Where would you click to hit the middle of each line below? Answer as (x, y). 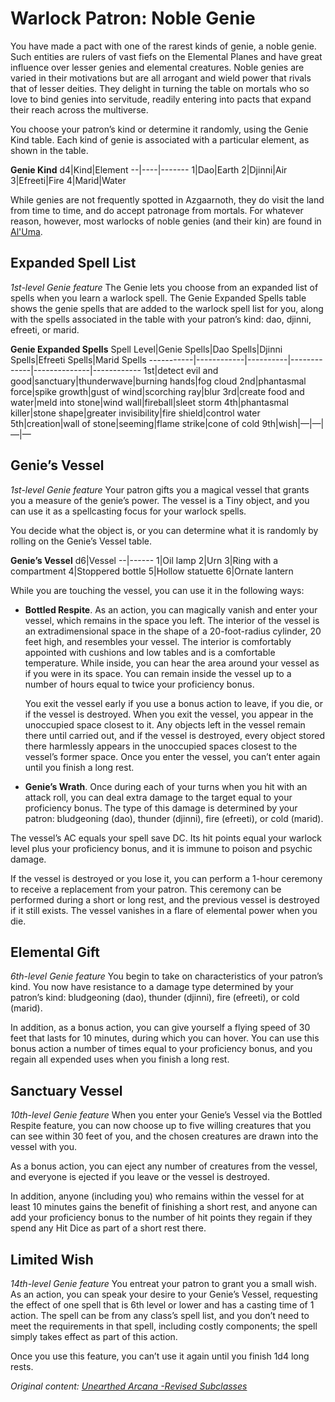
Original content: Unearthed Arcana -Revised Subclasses (129, 1386)
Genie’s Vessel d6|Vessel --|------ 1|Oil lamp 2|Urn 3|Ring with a (144, 560)
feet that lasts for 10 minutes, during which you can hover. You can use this (165, 1038)
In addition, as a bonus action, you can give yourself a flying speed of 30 (160, 1028)
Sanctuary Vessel (66, 1090)
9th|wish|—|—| (293, 423)
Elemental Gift (55, 952)
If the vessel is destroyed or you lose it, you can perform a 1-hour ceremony (166, 878)
